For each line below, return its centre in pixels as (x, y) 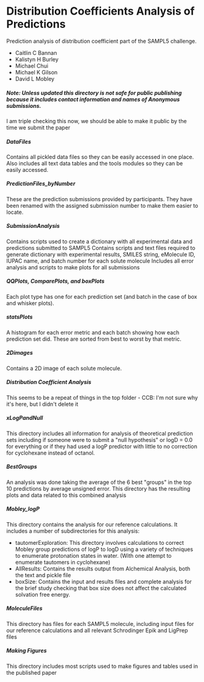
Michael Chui (32, 66)
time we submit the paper (38, 127)
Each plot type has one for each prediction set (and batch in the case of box (102, 296)
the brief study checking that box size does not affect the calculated (101, 588)
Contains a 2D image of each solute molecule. (64, 368)
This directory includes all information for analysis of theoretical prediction (100, 433)
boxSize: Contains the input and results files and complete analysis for (103, 581)
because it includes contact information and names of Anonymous (93, 99)
